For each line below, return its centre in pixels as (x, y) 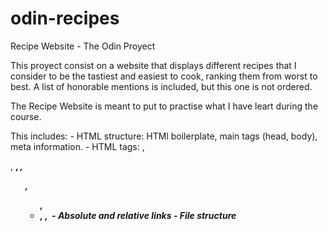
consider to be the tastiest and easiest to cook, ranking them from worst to (164, 76)
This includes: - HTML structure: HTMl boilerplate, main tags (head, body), (164, 136)
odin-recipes (65, 18)
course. (26, 116)
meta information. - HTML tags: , (77, 146)
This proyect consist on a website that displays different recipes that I (153, 65)
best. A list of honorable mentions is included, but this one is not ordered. (161, 86)
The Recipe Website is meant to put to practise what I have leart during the (164, 106)
